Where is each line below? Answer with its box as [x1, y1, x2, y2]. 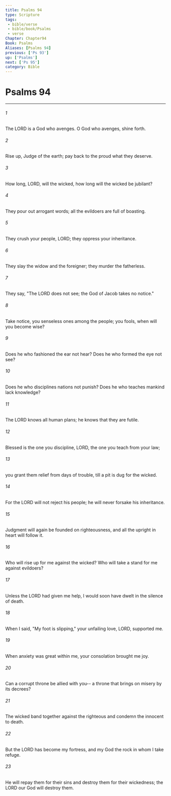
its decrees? [5, 686, 31, 692]
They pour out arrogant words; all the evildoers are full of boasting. [5, 208, 146, 214]
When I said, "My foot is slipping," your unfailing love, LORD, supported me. [5, 626, 164, 632]
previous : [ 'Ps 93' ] [5, 50, 49, 55]
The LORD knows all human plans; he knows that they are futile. [5, 417, 139, 423]
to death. [5, 719, 24, 725]
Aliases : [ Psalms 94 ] [5, 45, 51, 51]
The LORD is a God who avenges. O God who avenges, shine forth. [5, 126, 146, 132]
